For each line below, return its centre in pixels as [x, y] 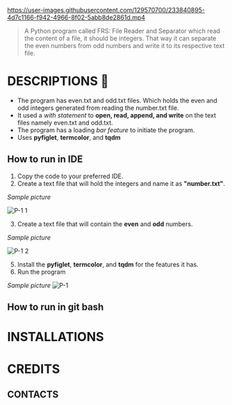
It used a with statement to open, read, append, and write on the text [117, 115]
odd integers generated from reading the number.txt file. [98, 108]
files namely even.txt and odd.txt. [65, 122]
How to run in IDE [45, 159]
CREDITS [34, 369]
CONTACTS [33, 394]
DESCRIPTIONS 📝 [58, 81]
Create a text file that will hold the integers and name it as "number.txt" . [121, 183]
